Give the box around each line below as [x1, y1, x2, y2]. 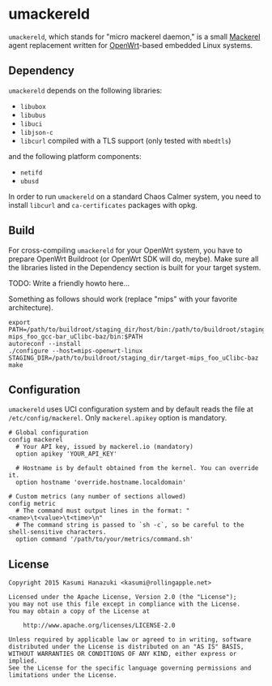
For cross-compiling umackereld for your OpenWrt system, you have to [8, 245, 243, 255]
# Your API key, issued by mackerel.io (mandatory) [15, 443, 194, 451]
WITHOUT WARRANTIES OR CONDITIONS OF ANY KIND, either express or [8, 650, 237, 658]
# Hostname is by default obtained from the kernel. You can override [15, 464, 259, 472]
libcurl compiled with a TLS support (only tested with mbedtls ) [19, 136, 232, 145]
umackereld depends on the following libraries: [8, 85, 163, 95]
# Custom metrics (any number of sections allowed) [8, 493, 186, 501]
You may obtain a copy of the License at [8, 607, 151, 615]
